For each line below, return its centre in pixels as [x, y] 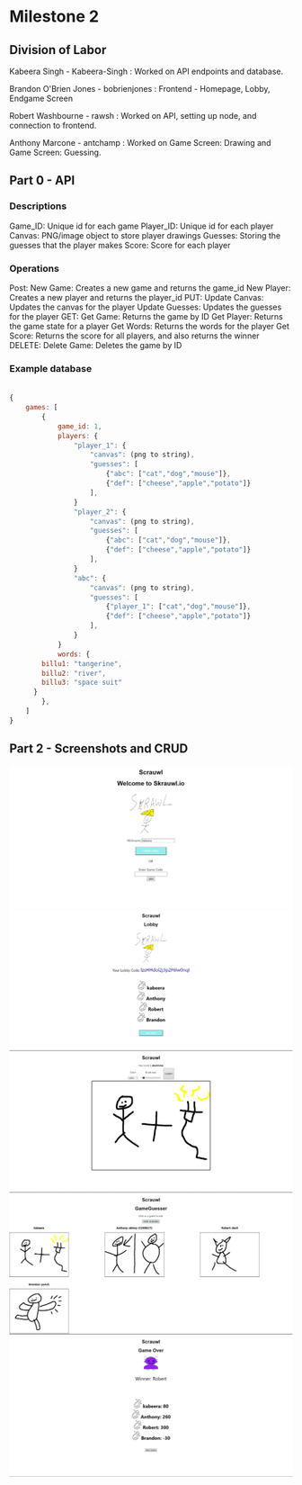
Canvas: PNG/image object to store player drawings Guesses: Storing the [145, 235]
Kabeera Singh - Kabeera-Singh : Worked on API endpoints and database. [147, 71]
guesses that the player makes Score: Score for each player [120, 245]
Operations [35, 268]
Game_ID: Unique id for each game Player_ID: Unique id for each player [142, 226]
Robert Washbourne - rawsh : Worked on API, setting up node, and [133, 116]
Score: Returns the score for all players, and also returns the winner [134, 336]
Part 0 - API [42, 180]
